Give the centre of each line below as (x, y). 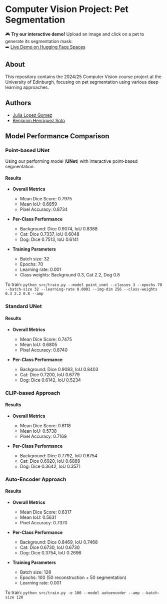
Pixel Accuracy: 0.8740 (44, 350)
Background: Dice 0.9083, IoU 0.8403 (59, 369)
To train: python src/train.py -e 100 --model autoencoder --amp (72, 592)
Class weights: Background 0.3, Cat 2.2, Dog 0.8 (70, 275)
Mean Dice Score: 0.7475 (46, 339)
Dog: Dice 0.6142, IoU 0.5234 (50, 380)
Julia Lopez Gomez (32, 115)
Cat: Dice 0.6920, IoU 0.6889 (50, 461)
